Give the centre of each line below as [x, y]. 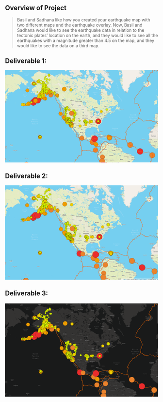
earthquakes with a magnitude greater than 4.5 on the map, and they [85, 40]
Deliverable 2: [26, 176]
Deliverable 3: [27, 294]
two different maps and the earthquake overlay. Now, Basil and [80, 25]
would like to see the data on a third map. [58, 45]
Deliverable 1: [26, 61]
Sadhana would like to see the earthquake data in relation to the [81, 30]
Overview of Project [36, 8]
